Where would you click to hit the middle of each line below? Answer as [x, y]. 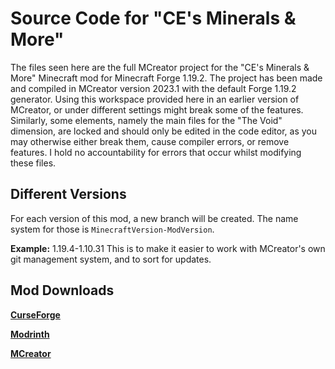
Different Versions [68, 194]
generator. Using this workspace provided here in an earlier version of [155, 99]
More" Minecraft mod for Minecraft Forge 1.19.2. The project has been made [166, 78]
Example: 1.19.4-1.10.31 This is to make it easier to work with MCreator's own [168, 248]
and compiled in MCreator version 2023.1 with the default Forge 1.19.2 [153, 88]
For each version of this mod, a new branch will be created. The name [154, 218]
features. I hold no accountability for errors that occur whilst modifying [156, 152]
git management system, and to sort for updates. [111, 259]
